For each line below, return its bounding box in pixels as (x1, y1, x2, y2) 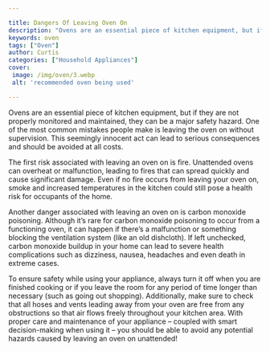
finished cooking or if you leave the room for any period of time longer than (8, 282, 257, 292)
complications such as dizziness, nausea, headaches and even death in (8, 250, 246, 259)
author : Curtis (8, 49, 59, 57)
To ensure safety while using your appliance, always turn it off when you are (8, 274, 261, 284)
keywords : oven (8, 34, 59, 42)
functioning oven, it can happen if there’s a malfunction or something (8, 224, 237, 234)
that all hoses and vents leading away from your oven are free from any (8, 299, 245, 309)
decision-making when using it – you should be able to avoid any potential (8, 324, 253, 334)
